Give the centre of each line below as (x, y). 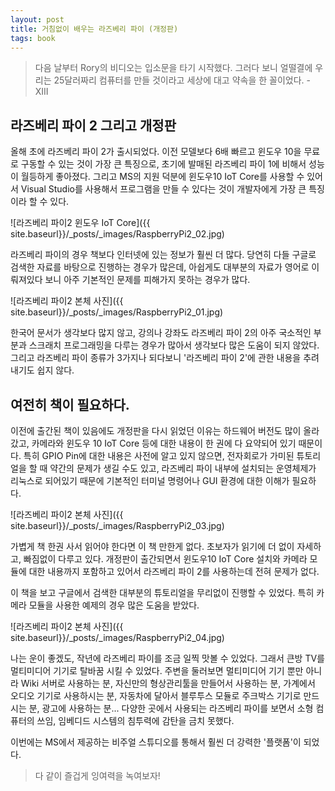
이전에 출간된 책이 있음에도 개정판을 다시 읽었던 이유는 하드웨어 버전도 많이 (156, 430)
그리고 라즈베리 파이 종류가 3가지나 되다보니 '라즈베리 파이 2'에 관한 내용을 (156, 358)
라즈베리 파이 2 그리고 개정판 (93, 125)
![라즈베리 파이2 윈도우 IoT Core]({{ (80, 223)
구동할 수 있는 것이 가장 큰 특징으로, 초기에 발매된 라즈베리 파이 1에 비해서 (163, 164)
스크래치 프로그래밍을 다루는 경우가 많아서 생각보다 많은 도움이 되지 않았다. (174, 345)
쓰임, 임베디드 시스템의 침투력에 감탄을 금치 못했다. (135, 720)
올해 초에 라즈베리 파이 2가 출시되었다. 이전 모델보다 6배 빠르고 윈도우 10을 (156, 152)
